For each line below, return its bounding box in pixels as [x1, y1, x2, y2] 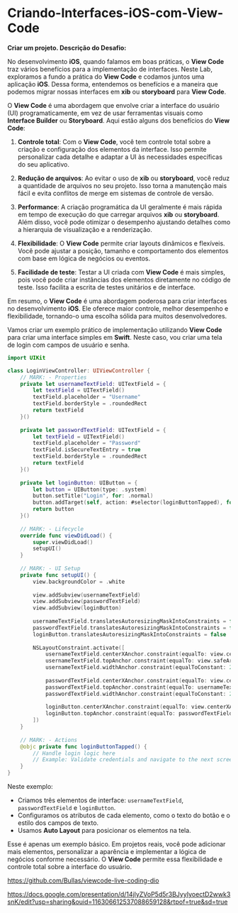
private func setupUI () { [20, 571, 97, 579]
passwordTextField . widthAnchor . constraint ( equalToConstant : [45, 690, 227, 697]
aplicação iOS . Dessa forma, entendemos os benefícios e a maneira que [7, 79, 218, 88]
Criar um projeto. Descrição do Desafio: [7, 43, 127, 52]
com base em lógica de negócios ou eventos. [17, 254, 151, 262]
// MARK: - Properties [20, 374, 87, 381]
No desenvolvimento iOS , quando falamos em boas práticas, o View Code [7, 57, 225, 65]
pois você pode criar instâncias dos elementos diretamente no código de [17, 275, 231, 284]
